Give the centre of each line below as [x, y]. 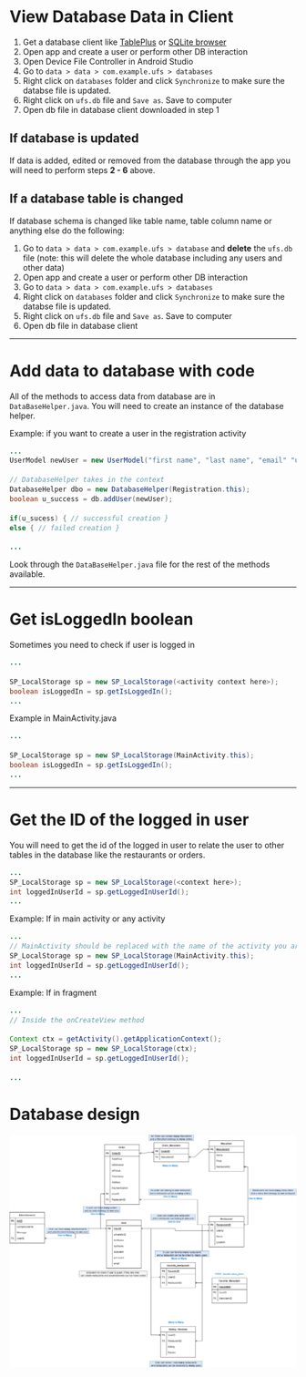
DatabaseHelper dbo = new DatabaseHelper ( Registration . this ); [130, 489]
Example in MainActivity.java [63, 718]
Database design [75, 1114]
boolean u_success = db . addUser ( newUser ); [91, 498]
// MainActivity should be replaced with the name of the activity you [148, 946]
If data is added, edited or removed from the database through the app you [150, 160]
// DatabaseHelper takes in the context [87, 480]
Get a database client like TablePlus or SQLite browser [124, 42]
